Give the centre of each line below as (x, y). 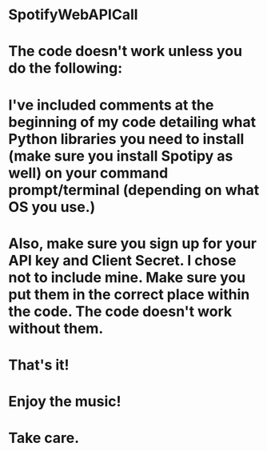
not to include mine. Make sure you (127, 277)
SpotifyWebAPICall (73, 15)
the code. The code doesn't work (120, 311)
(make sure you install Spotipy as (121, 156)
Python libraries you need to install (126, 139)
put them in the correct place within (129, 294)
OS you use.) (52, 207)
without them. (56, 328)
